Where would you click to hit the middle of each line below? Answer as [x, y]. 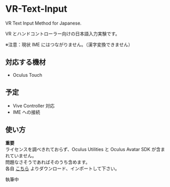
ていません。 [23, 156]
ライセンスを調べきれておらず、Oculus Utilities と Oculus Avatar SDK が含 [83, 150]
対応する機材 [26, 62]
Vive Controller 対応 [34, 106]
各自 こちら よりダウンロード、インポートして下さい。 [62, 169]
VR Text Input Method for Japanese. [44, 23]
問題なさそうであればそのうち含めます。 [48, 162]
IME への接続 [26, 112]
